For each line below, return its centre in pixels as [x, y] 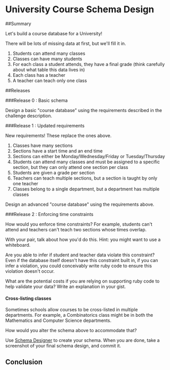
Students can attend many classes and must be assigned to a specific [86, 162]
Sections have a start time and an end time [58, 151]
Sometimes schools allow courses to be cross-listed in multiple [71, 310]
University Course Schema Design [80, 9]
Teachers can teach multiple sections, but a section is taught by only [85, 178]
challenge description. [29, 116]
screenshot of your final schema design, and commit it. [63, 346]
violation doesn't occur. [30, 271]
